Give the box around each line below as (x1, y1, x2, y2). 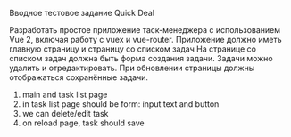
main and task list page (21, 89, 108, 100)
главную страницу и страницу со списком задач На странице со (9, 44, 257, 54)
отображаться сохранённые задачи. (9, 72, 149, 83)
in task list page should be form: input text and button (21, 99, 220, 109)
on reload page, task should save (21, 117, 145, 128)
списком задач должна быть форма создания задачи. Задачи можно (9, 53, 274, 63)
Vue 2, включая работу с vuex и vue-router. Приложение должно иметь (9, 35, 283, 44)
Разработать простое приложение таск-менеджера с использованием (9, 25, 281, 35)
